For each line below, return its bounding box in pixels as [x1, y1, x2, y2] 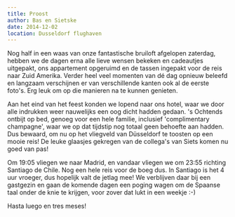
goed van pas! [7, 145, 49, 153]
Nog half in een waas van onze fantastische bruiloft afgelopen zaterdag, [7, 49, 216, 58]
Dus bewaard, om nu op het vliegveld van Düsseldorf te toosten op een [7, 130, 213, 138]
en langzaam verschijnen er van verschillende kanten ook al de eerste [7, 79, 209, 88]
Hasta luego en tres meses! [7, 202, 86, 211]
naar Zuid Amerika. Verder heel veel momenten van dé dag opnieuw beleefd [7, 72, 228, 80]
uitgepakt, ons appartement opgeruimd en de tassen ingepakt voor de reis [7, 64, 222, 72]
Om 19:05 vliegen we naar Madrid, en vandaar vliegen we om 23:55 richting [7, 159, 227, 167]
